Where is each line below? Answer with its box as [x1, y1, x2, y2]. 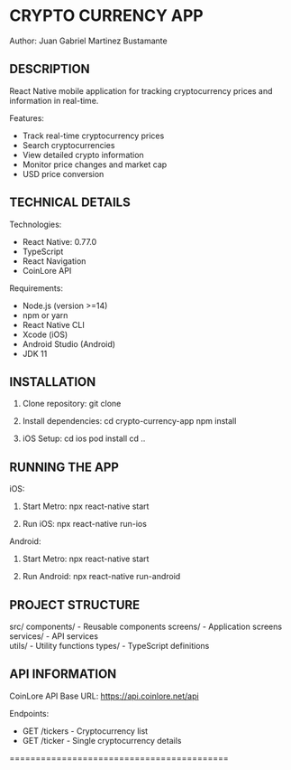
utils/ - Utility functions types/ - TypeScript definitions [9, 641, 210, 651]
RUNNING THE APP [9, 459, 120, 474]
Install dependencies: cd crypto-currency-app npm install [22, 416, 237, 427]
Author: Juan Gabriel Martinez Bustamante [9, 35, 168, 46]
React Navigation [22, 255, 86, 267]
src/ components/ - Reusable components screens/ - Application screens [9, 621, 282, 632]
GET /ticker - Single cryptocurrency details [22, 735, 182, 746]
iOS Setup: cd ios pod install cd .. [22, 433, 146, 444]
